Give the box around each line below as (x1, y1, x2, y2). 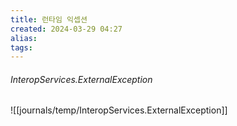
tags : (10, 42, 33, 53)
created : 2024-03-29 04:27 (10, 24, 123, 34)
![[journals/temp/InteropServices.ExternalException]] (10, 104, 228, 116)
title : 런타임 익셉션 (10, 14, 88, 25)
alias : (10, 33, 38, 43)
